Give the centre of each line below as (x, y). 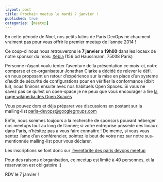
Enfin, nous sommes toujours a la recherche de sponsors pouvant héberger (81, 121)
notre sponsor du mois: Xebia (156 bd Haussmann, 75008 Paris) (69, 57)
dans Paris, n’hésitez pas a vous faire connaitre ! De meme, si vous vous (77, 131)
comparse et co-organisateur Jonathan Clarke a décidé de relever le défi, (78, 71)
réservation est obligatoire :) (33, 165)
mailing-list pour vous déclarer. (61, 141)
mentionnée (17, 141)
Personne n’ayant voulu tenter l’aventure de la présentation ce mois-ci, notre (81, 66)
